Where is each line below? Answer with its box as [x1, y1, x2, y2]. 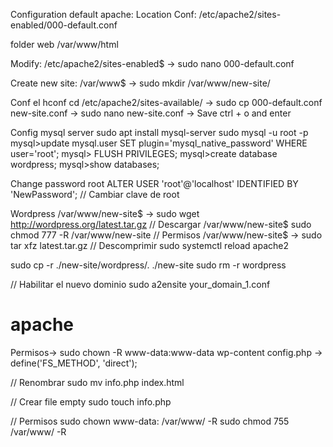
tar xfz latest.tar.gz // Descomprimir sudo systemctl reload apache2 [10, 240, 290, 251]
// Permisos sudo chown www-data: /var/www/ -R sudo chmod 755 [10, 415, 290, 427]
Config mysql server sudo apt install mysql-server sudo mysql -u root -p [10, 127, 309, 138]
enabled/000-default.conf [10, 19, 118, 31]
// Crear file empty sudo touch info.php [10, 395, 172, 408]
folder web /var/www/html [10, 39, 119, 50]
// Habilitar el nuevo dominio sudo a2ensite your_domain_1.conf [10, 279, 271, 290]
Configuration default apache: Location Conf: [10, 9, 197, 20]
